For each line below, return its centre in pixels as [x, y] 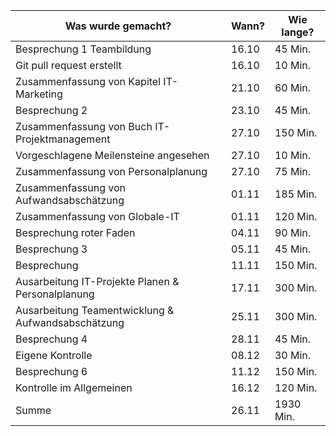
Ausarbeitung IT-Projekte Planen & [97, 281]
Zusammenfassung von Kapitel [88, 81]
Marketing [39, 94]
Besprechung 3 [51, 249]
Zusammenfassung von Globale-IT [97, 216]
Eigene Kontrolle [54, 355]
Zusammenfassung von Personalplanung [111, 171]
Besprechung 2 [51, 110]
